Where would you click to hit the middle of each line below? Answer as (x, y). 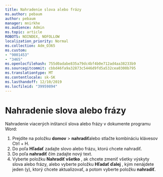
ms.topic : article (24, 32)
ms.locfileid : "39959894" (31, 86)
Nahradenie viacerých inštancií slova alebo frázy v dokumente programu (78, 124)
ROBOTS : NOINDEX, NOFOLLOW (32, 37)
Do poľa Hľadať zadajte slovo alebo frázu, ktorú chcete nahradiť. (77, 149)
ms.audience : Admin (25, 28)
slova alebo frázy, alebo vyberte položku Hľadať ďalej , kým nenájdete (83, 164)
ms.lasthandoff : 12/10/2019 (34, 82)
